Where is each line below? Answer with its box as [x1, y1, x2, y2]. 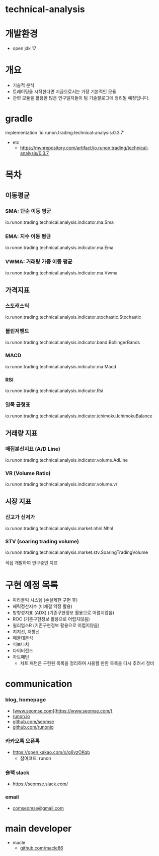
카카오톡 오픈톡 [5, 737, 40, 744]
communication [5, 678, 72, 690]
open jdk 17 [12, 45, 37, 52]
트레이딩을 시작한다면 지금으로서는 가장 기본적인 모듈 [12, 88, 117, 94]
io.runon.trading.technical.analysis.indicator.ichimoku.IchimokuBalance [5, 413, 152, 419]
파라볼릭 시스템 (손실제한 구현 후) [12, 597, 78, 603]
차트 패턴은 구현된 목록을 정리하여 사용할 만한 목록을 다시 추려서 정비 [20, 660, 154, 667]
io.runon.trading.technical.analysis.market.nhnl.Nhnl [5, 526, 113, 532]
